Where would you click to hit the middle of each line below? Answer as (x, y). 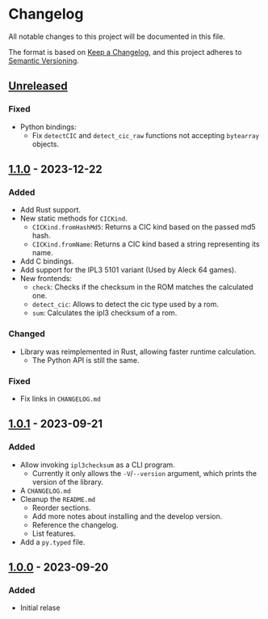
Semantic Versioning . (44, 61)
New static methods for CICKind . (73, 218)
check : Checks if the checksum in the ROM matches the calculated (142, 287)
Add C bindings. (47, 261)
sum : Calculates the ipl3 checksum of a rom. (105, 313)
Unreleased (38, 86)
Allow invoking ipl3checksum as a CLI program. (97, 465)
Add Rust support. (50, 210)
